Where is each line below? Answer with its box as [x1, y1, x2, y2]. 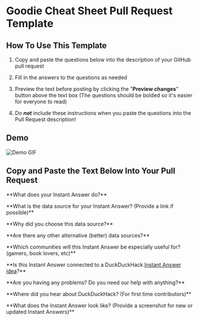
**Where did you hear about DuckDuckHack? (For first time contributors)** [6, 290, 192, 297]
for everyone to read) [14, 98, 67, 105]
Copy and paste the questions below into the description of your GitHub [14, 56, 191, 63]
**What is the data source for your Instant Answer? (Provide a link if [6, 202, 174, 209]
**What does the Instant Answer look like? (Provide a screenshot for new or [6, 301, 193, 309]
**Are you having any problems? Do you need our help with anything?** [6, 279, 185, 286]
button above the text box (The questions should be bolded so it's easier [14, 92, 193, 98]
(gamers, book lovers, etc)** [6, 249, 76, 256]
